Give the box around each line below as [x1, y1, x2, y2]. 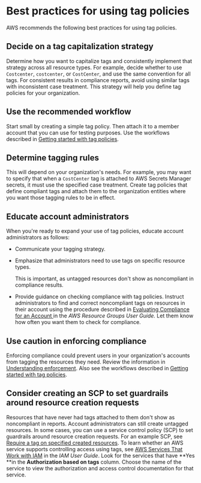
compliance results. [14, 281, 64, 289]
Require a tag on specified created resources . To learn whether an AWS [6, 439, 184, 446]
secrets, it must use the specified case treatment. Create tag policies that [6, 181, 188, 188]
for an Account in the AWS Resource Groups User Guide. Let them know [14, 312, 194, 319]
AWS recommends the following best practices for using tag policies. [6, 24, 177, 31]
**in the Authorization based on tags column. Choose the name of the [6, 458, 182, 466]
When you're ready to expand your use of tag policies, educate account [6, 227, 184, 235]
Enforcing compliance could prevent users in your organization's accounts [6, 352, 190, 359]
